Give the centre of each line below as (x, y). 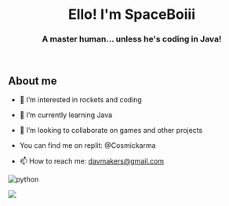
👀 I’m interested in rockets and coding (81, 100)
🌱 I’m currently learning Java (66, 115)
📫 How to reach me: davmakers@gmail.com (92, 161)
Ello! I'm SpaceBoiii (132, 15)
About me (33, 81)
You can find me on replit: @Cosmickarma (87, 145)
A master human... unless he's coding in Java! (132, 39)
